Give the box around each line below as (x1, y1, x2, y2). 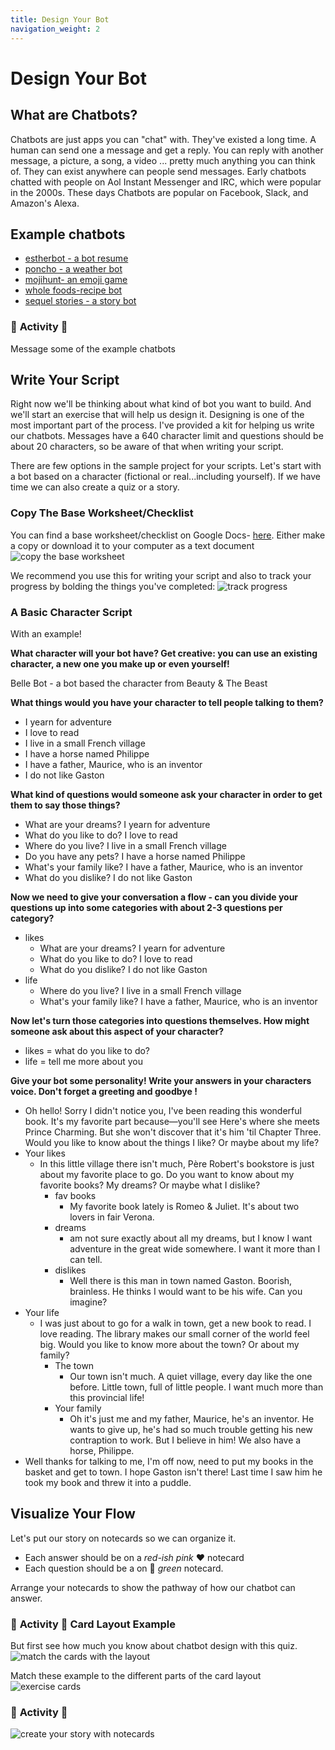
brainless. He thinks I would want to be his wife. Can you (69, 1286, 303, 1298)
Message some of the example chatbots (10, 342, 176, 355)
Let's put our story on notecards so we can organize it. (10, 1532, 237, 1544)
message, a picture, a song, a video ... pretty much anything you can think (10, 154, 316, 166)
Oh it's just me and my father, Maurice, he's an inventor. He (69, 1413, 315, 1425)
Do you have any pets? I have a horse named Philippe (24, 851, 246, 863)
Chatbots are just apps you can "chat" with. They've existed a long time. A (10, 133, 317, 145)
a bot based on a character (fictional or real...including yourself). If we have (10, 471, 321, 483)
